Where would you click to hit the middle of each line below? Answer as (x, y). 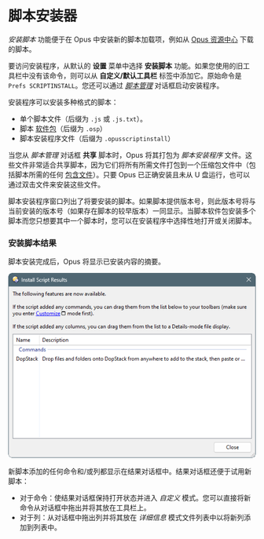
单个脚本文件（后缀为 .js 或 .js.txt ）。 (83, 118)
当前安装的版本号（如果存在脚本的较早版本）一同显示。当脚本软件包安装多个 (132, 211)
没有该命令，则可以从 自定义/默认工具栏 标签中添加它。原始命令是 (135, 75)
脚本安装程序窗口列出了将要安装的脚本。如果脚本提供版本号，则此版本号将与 (132, 201)
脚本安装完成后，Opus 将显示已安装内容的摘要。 (86, 262)
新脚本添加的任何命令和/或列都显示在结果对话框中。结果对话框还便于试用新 (130, 472)
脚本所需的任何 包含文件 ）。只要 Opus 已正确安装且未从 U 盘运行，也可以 (132, 174)
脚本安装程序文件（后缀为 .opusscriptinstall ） (97, 138)
